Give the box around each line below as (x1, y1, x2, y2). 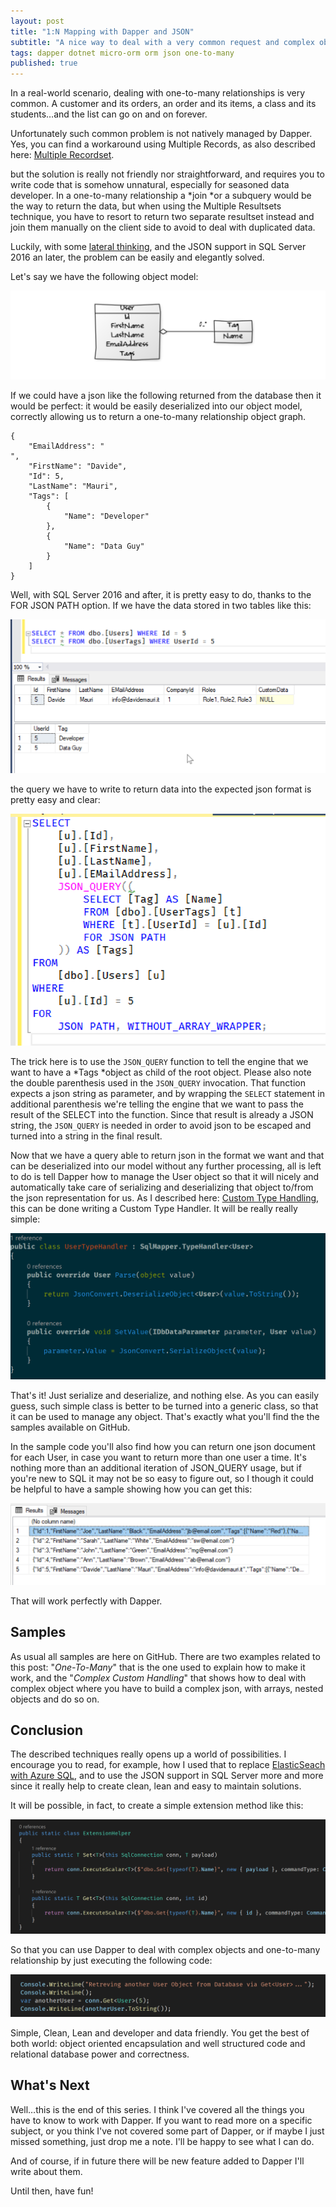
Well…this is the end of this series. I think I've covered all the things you (10, 2103, 305, 2115)
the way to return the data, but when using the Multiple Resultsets (10, 200, 282, 212)
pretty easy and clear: (10, 793, 101, 805)
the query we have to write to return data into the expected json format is (10, 783, 312, 795)
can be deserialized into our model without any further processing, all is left (10, 1160, 322, 1172)
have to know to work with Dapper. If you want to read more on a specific (10, 2114, 313, 2126)
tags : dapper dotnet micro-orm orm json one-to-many (10, 48, 235, 58)
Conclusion (10, 1722, 84, 1739)
